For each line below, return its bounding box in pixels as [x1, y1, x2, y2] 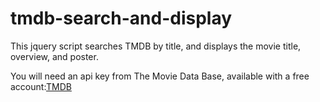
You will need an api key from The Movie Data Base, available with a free [10, 70, 310, 82]
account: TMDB [10, 80, 72, 92]
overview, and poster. [10, 50, 99, 62]
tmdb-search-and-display [10, 7, 233, 30]
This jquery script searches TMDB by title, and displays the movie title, [10, 40, 302, 52]
